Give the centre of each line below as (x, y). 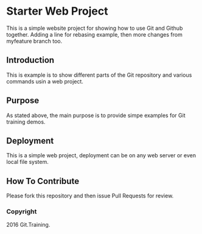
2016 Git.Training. (28, 225)
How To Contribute (43, 181)
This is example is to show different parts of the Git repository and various (99, 75)
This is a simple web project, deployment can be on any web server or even (101, 155)
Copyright (22, 211)
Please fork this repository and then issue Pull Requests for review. (90, 196)
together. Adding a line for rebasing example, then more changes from (94, 34)
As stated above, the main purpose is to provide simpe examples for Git (96, 115)
